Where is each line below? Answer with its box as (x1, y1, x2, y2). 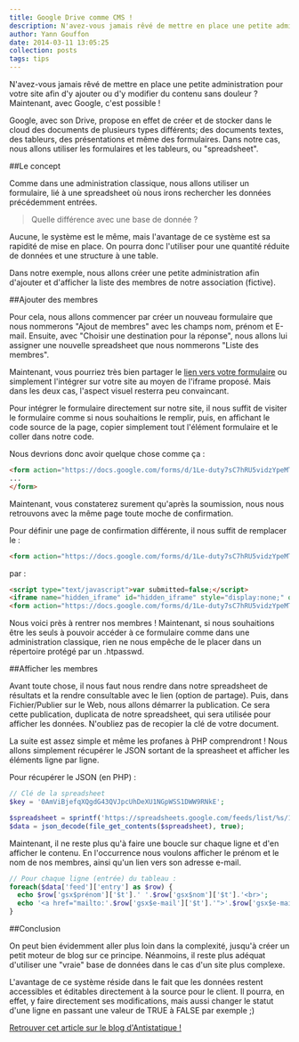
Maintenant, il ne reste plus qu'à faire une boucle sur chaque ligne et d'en (9, 838, 279, 849)
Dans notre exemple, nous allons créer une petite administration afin (9, 268, 260, 278)
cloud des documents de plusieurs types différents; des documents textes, (9, 125, 284, 134)
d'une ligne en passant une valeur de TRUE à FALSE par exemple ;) (9, 1005, 255, 1015)
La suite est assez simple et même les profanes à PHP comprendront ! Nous (9, 736, 287, 746)
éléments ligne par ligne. (9, 754, 100, 766)
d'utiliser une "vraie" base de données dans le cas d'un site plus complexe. (9, 959, 286, 970)
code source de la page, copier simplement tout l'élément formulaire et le (9, 422, 279, 432)
